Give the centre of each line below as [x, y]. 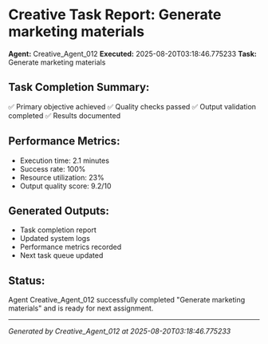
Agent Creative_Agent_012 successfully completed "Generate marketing [127, 300]
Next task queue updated [61, 255]
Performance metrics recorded [71, 247]
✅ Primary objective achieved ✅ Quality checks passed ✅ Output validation [132, 106]
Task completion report [58, 230]
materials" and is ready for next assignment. [81, 308]
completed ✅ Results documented [65, 115]
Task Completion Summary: [79, 87]
